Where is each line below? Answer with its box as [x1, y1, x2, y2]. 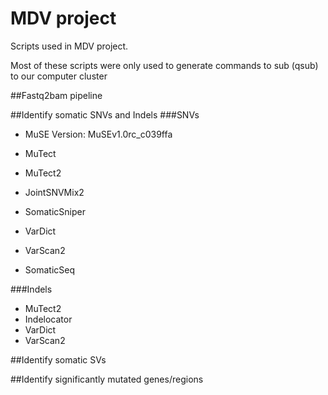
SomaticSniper [24, 205, 86, 217]
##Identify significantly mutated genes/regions [10, 373, 204, 385]
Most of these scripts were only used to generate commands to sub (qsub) [10, 59, 319, 71]
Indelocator [24, 313, 73, 325]
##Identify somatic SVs [10, 353, 107, 366]
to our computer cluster [10, 70, 108, 82]
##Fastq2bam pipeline [10, 89, 103, 101]
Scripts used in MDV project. [10, 40, 129, 52]
